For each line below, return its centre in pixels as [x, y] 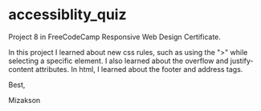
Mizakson [24, 100]
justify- [242, 61]
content [21, 69]
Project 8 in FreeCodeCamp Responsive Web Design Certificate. [114, 37]
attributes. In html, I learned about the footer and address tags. [139, 69]
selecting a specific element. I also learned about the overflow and [118, 61]
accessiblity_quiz [67, 15]
